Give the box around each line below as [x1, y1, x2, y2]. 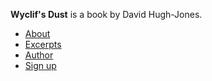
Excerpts [24, 39, 62, 50]
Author [24, 49, 54, 61]
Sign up [24, 60, 57, 71]
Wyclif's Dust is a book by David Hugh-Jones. [10, 9, 203, 20]
